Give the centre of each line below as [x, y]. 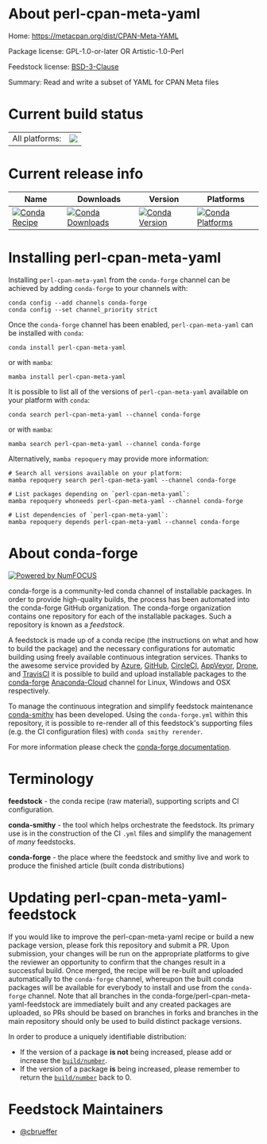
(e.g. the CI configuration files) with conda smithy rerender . [105, 731]
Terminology [51, 779]
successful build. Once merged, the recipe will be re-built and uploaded [126, 970]
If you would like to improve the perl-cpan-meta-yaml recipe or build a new [131, 937]
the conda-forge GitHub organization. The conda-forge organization [120, 607]
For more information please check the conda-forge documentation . [120, 747]
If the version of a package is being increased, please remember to [130, 1068]
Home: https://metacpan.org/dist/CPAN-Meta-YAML [93, 36]
